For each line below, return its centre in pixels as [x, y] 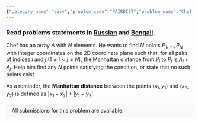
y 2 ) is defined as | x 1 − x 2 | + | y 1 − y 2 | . [50, 94]
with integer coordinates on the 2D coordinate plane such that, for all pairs [97, 53]
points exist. [21, 75]
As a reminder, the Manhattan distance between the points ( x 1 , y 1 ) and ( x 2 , [98, 87]
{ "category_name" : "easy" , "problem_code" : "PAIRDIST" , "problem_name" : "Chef [99, 12]
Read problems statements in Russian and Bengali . [81, 32]
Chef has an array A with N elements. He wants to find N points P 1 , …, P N [95, 46]
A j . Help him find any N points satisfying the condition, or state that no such [98, 68]
